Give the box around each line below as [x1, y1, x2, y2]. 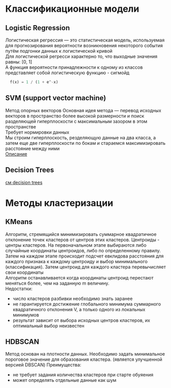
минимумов [12, 312, 39, 318]
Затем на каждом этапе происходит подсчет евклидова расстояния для [5, 253, 164, 259]
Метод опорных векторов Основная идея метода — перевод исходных [5, 107, 161, 113]
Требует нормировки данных [5, 129, 70, 135]
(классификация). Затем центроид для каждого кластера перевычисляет [5, 264, 166, 270]
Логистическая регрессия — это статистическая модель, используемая [5, 37, 165, 43]
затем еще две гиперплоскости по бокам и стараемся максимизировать [5, 140, 166, 146]
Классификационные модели [5, 3, 139, 15]
